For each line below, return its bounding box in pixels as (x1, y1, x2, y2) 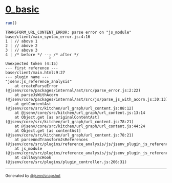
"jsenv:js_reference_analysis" (5, 79, 72, 84)
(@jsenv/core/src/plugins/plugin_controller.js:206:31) (5, 159, 127, 165)
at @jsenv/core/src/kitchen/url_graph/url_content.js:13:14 (14, 110, 145, 116)
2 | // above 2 (5, 43, 38, 48)
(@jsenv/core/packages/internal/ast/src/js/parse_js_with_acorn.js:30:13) (5, 97, 168, 102)
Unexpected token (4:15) (5, 61, 58, 66)
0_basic (5, 4, 39, 15)
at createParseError (14, 83, 58, 88)
